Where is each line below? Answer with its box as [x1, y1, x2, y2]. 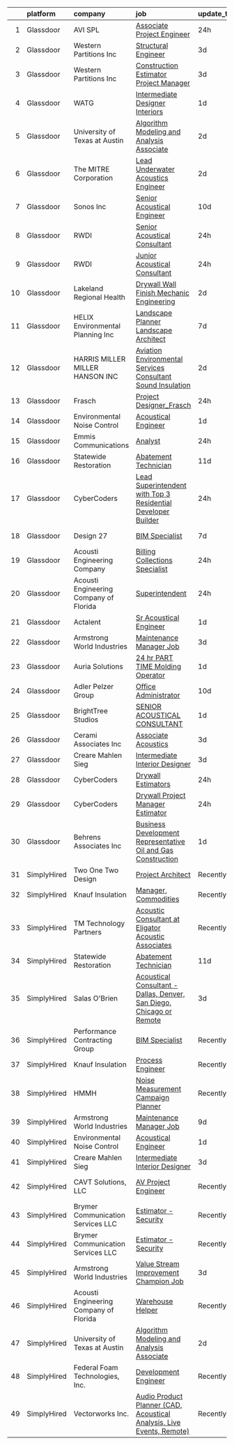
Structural [135, 41, 169, 50]
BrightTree [73, 706, 108, 716]
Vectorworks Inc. [73, 1409, 130, 1419]
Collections [135, 555, 173, 565]
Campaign [135, 1093, 170, 1102]
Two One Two [73, 865, 119, 875]
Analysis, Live [135, 1418, 181, 1427]
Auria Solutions [73, 662, 124, 671]
